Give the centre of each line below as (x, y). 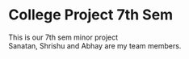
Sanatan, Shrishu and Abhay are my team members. (95, 45)
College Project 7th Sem (91, 15)
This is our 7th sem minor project (63, 37)
